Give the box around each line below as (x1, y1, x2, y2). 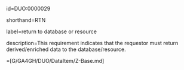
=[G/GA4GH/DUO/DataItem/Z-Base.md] (6, 58, 105, 64)
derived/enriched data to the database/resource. (6, 46, 127, 53)
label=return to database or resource (6, 28, 97, 35)
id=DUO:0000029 (6, 5, 51, 12)
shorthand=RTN (6, 17, 46, 23)
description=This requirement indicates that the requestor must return (6, 40, 179, 46)
